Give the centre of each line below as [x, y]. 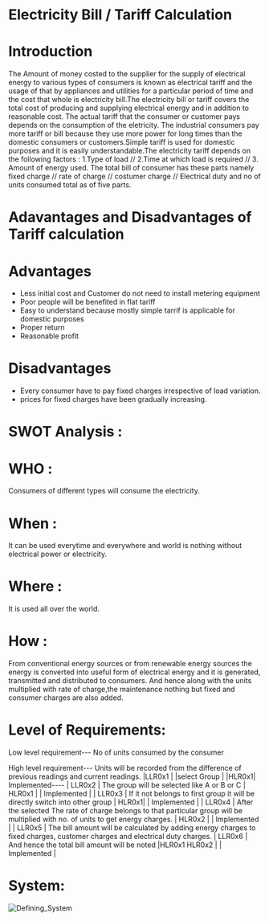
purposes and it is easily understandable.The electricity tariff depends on [130, 151]
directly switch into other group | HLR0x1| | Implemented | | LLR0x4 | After [131, 802]
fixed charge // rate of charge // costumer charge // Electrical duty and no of [134, 176]
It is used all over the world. [54, 609]
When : [33, 523]
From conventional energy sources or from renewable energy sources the [130, 664]
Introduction [51, 52]
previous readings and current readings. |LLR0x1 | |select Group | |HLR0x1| [132, 776]
